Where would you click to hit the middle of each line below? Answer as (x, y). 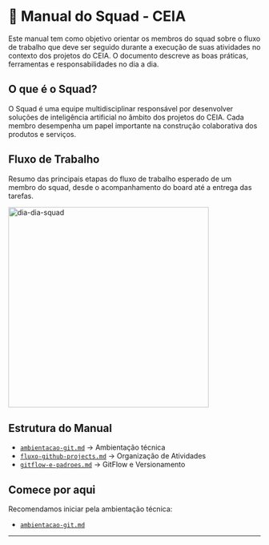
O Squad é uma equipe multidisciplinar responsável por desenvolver (121, 108)
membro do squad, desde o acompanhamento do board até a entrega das (130, 187)
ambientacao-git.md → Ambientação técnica (92, 447)
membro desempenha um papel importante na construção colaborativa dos (133, 125)
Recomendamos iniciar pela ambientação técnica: (90, 509)
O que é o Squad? (53, 89)
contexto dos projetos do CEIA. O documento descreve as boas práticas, (128, 55)
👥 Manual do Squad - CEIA (97, 16)
